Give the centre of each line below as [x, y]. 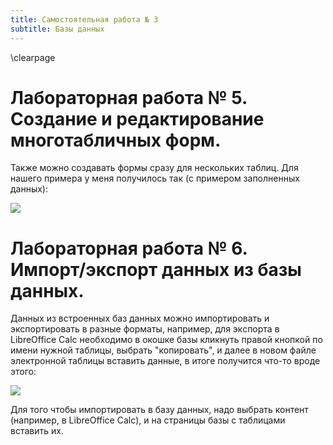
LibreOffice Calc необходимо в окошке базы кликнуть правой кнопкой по [166, 340]
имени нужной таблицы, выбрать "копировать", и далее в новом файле [163, 350]
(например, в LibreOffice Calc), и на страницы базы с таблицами [148, 420]
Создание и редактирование [137, 118]
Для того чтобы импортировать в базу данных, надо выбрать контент [159, 410]
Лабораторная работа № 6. [129, 248]
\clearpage [33, 57]
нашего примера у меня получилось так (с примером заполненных [155, 178]
